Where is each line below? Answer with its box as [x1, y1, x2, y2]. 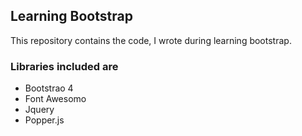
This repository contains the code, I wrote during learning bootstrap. [10, 34, 292, 46]
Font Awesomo [24, 93, 87, 105]
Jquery [24, 104, 55, 116]
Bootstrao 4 [24, 82, 74, 94]
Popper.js [24, 114, 65, 126]
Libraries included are [10, 59, 119, 73]
